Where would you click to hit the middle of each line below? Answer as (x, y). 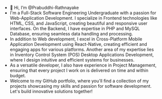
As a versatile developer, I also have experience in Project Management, (83, 65)
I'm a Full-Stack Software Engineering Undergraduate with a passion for (83, 13)
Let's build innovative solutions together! (51, 91)
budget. (18, 76)
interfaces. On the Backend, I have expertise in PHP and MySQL (75, 29)
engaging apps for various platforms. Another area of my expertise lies (82, 49)
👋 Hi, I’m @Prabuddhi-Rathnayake (44, 8)
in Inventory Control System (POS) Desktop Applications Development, (82, 55)
